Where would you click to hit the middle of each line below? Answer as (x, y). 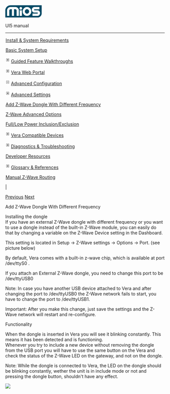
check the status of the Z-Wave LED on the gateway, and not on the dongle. (84, 356)
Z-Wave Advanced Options (34, 114)
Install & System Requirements (37, 40)
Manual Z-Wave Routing (31, 177)
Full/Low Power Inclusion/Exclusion (42, 124)
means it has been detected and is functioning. (54, 340)
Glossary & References (35, 167)
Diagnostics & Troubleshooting (43, 146)
